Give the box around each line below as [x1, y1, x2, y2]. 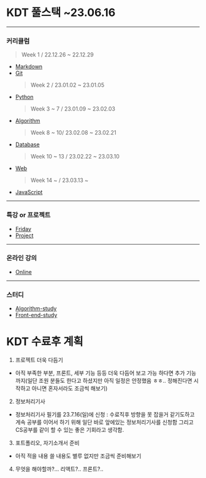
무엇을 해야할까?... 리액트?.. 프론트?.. [15, 465, 104, 473]
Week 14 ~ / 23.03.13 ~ [30, 176, 89, 184]
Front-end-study [15, 311, 58, 319]
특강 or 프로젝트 [6, 211, 51, 219]
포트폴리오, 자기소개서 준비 [15, 439, 80, 447]
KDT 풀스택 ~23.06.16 [6, 6, 116, 20]
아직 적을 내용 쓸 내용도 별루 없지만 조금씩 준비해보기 [15, 452, 142, 460]
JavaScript [15, 189, 43, 196]
